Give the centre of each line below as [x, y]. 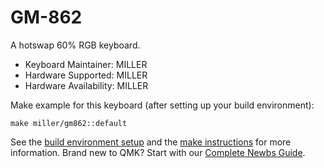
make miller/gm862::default [69, 123]
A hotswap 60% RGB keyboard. [75, 45]
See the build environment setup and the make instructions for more [151, 142]
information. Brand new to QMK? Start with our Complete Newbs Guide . [158, 152]
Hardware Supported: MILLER [86, 75]
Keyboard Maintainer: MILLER [86, 64]
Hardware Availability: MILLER [86, 85]
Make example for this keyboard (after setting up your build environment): [162, 105]
